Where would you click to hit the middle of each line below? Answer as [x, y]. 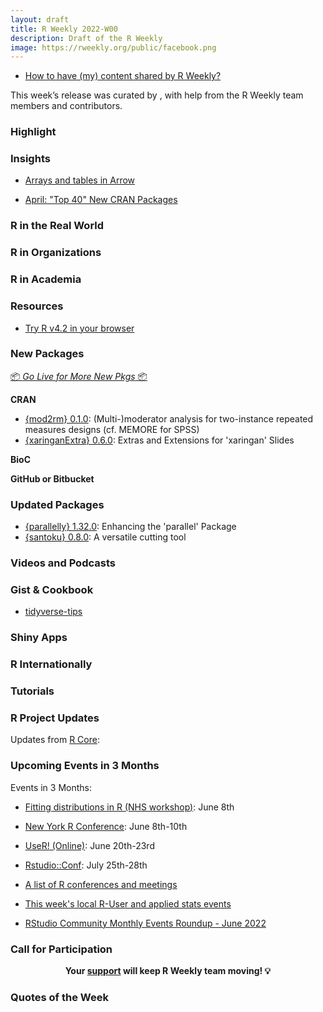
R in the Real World [57, 226]
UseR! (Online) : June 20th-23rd [89, 845]
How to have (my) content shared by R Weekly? [123, 76]
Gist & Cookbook [52, 589]
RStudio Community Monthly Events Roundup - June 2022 [145, 923]
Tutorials [32, 691]
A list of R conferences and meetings [101, 884]
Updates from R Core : [55, 740]
